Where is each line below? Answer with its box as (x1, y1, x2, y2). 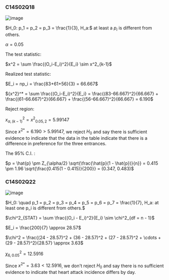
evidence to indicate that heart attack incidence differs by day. (5, 269, 136, 275)
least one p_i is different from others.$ (5, 205, 85, 211)
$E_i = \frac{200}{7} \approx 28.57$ (5, 225, 81, 231)
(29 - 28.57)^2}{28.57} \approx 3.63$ (5, 240, 84, 246)
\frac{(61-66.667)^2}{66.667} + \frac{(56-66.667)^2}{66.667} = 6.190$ (5, 96, 154, 102)
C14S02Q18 (5, 4, 35, 11)
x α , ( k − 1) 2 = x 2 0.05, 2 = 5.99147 (5, 116, 70, 124)
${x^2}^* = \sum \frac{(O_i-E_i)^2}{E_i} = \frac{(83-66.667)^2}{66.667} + (5, 90, 159, 97)
